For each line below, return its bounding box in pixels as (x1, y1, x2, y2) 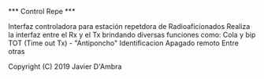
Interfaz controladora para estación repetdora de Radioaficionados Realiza (8, 22, 251, 31)
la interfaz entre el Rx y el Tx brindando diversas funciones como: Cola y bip (8, 31, 256, 39)
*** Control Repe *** (8, 7, 76, 16)
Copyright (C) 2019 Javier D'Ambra (8, 62, 122, 71)
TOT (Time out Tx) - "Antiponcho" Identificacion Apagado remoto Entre (8, 38, 239, 48)
